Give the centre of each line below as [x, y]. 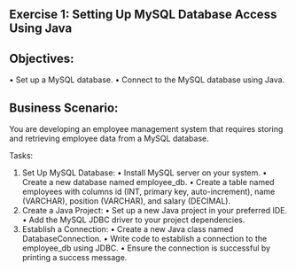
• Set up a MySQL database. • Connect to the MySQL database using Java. [147, 80]
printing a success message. [74, 258]
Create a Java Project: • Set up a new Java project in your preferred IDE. [155, 211]
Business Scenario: [64, 108]
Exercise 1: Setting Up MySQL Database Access [143, 15]
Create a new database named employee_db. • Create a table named [148, 182]
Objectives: [42, 58]
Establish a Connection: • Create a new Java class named [128, 229]
